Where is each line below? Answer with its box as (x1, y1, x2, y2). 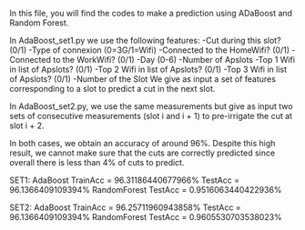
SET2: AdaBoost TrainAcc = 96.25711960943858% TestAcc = (9, 202, 241, 213)
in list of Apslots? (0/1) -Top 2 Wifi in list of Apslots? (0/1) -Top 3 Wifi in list (9, 64, 288, 75)
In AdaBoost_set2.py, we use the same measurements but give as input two (9, 101, 293, 112)
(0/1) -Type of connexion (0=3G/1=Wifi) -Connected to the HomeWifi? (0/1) (9, 45, 290, 55)
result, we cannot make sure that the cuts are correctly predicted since (9, 147, 276, 158)
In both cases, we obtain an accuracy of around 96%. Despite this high (9, 138, 276, 148)
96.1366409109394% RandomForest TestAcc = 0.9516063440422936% (9, 185, 282, 195)
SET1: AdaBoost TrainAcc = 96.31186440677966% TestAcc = (9, 175, 240, 185)
